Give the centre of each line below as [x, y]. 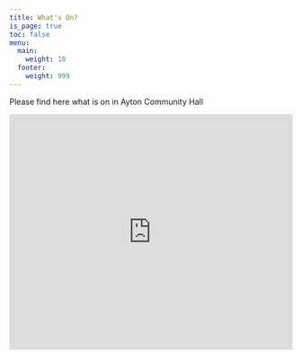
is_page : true [36, 26]
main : [28, 51]
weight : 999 [48, 76]
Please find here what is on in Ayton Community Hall [107, 101]
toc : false [30, 34]
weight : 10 [46, 59]
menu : [19, 43]
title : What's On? [44, 18]
